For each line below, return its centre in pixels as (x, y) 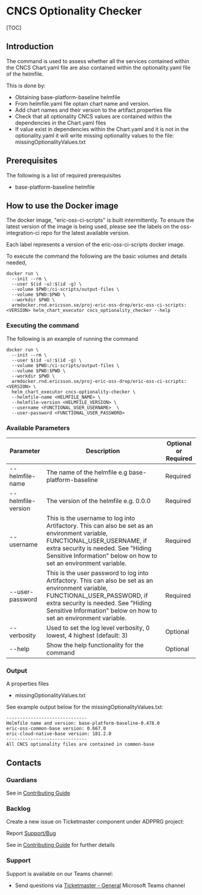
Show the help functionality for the (95, 645)
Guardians (22, 780)
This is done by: (26, 85)
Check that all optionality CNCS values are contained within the (93, 116)
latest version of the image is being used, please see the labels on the (93, 227)
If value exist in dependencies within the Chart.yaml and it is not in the (102, 129)
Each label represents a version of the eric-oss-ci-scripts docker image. (96, 245)
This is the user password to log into (97, 573)
